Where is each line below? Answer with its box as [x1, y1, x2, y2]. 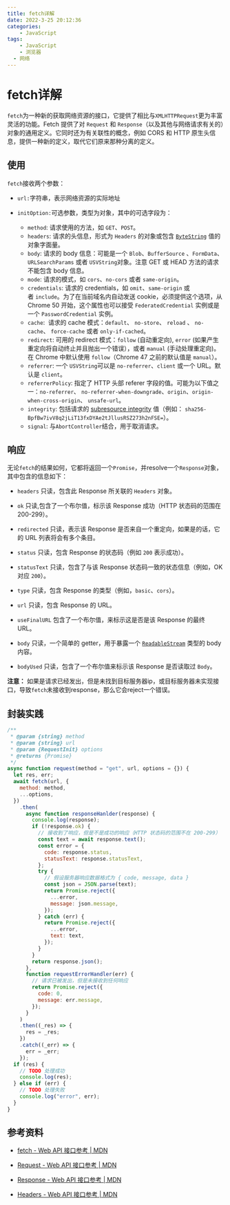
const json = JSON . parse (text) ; [43, 881, 137, 888]
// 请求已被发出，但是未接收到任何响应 [32, 978, 129, 984]
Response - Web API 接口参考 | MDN [17, 1176, 122, 1184]
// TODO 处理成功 [19, 1067, 65, 1074]
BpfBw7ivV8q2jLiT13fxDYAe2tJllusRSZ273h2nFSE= [27, 414, 164, 422]
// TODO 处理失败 [19, 1087, 65, 1094]
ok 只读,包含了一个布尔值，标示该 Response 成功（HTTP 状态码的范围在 [17, 502, 222, 510]
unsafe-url [87, 397, 119, 404]
